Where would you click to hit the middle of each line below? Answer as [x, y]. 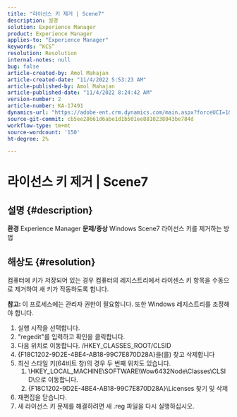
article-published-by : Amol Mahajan [61, 86]
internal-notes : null [39, 60]
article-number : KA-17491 [45, 106]
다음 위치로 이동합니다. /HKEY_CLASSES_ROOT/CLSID [94, 346]
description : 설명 [33, 20]
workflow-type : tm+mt [39, 125]
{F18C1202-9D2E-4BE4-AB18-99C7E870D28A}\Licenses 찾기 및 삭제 [128, 389]
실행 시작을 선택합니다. [49, 328]
